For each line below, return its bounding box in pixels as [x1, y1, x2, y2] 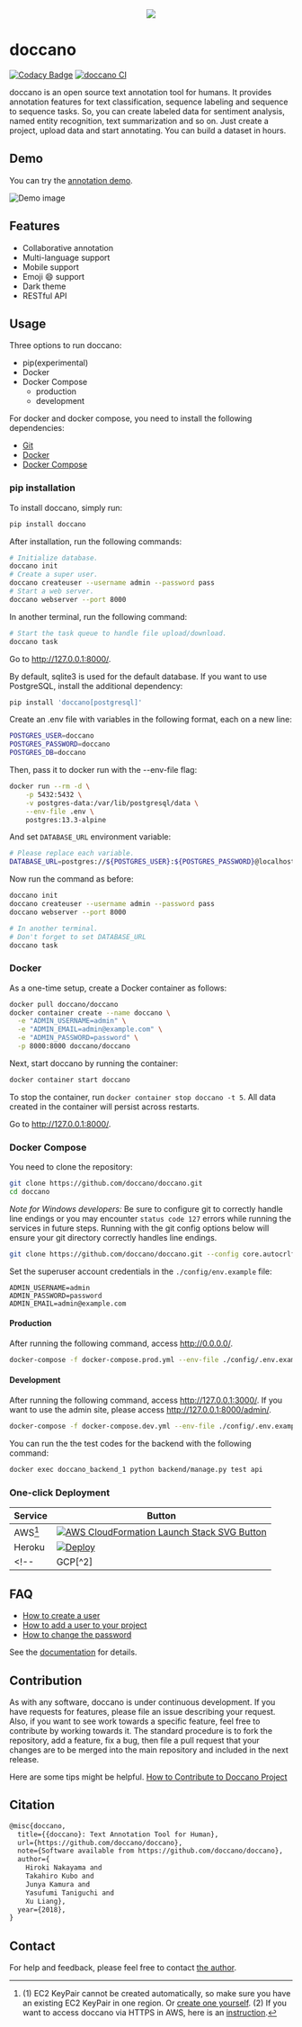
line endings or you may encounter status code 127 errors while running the [9, 1213, 292, 1224]
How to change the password [22, 1629, 132, 1640]
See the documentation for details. [9, 1646, 138, 1658]
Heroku [13, 1541, 45, 1554]
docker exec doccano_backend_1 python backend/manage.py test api [9, 1465, 263, 1474]
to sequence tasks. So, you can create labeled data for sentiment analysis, [9, 105, 285, 116]
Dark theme [22, 281, 67, 291]
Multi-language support [22, 252, 111, 263]
